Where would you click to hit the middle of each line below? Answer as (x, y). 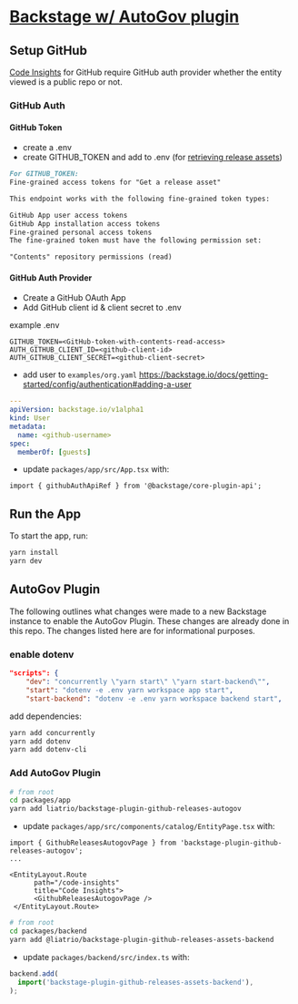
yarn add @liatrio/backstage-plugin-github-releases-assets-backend (142, 939)
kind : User (30, 418)
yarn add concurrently (52, 733)
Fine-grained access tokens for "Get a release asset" (115, 182)
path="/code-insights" (76, 883)
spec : (20, 444)
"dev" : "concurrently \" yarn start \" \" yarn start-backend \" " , (148, 681)
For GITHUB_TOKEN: (44, 174)
